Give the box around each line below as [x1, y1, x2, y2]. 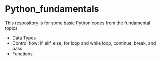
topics [5, 25, 18, 31]
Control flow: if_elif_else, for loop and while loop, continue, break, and [12, 40, 156, 46]
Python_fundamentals [5, 3, 99, 15]
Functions [12, 51, 33, 57]
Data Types [12, 35, 36, 41]
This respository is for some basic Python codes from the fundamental [5, 20, 151, 26]
